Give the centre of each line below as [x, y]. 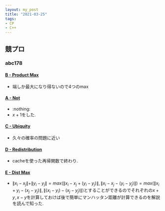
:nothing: [21, 109]
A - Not [13, 98]
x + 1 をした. [24, 115]
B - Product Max [22, 75]
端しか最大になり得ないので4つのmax [50, 86]
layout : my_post [22, 10]
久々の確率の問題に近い [36, 138]
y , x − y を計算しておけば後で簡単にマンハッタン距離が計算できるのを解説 [86, 197]
